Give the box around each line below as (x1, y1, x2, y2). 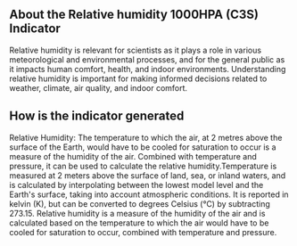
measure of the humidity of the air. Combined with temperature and (9, 151, 257, 161)
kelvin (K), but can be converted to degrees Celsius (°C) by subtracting (9, 198, 270, 209)
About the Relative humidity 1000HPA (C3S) (9, 7, 259, 22)
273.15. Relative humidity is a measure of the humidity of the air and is (9, 208, 266, 218)
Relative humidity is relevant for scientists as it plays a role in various (9, 45, 261, 55)
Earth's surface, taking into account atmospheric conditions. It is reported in (9, 189, 289, 200)
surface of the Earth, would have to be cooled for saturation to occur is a (9, 142, 276, 152)
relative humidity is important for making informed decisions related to (9, 73, 268, 84)
